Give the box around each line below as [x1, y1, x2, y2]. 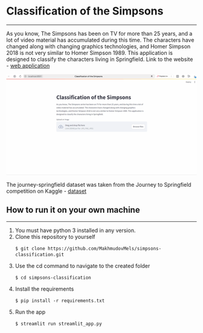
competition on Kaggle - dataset [6, 187, 86, 195]
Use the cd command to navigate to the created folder [14, 262, 150, 270]
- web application [6, 62, 50, 69]
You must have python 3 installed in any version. [14, 227, 136, 234]
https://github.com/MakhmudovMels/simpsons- [47, 245, 162, 251]
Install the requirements [14, 285, 74, 293]
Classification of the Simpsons [6, 4, 164, 18]
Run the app [14, 308, 46, 315]
